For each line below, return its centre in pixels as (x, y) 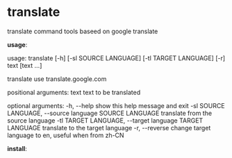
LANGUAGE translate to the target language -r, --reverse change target (109, 128)
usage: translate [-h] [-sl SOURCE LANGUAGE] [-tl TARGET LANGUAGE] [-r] (116, 58)
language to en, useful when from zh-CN (66, 135)
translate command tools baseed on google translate (83, 31)
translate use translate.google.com (57, 79)
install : (17, 148)
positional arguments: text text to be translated (74, 92)
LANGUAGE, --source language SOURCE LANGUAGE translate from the (110, 113)
